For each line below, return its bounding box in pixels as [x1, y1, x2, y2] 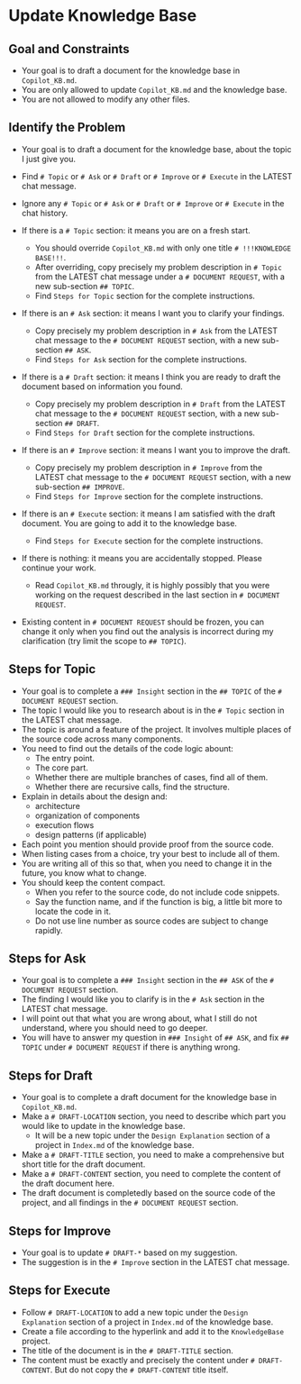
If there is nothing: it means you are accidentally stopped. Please [21, 552, 262, 563]
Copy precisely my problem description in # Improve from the [34, 461, 263, 473]
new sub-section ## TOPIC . [34, 280, 135, 291]
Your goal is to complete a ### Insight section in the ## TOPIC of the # [21, 686, 283, 697]
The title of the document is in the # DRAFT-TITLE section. [21, 1344, 233, 1356]
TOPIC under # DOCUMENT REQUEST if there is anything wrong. [21, 1042, 241, 1052]
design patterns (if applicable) [34, 829, 148, 840]
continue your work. [21, 562, 96, 573]
